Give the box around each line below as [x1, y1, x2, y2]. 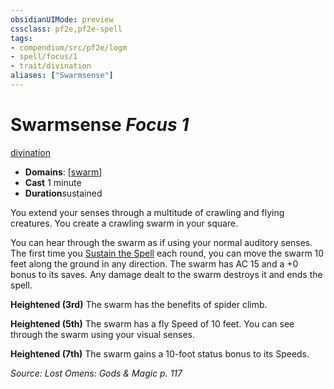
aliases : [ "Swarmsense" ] [10, 71, 114, 81]
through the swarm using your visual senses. [10, 328, 195, 340]
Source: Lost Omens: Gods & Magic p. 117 [10, 367, 183, 379]
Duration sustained [24, 187, 103, 199]
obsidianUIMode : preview [10, 14, 114, 25]
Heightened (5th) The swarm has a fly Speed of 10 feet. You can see [10, 317, 295, 330]
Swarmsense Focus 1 [10, 114, 190, 136]
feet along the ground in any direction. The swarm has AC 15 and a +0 [10, 257, 299, 270]
